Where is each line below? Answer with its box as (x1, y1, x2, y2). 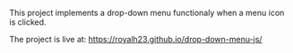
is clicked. (9, 17, 47, 27)
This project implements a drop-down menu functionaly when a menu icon (9, 8, 285, 18)
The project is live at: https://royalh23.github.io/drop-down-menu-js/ (9, 34, 263, 44)
